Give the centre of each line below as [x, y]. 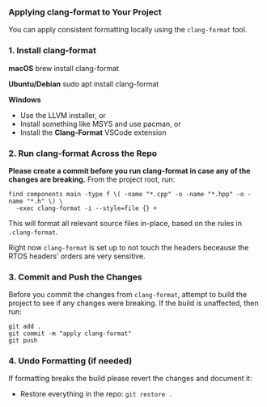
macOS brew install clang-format [64, 68]
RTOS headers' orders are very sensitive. [77, 256]
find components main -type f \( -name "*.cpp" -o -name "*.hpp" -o [126, 194]
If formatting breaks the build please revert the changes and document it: [130, 379]
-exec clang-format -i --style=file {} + [87, 208]
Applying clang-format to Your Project [85, 12]
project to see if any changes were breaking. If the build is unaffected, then [133, 303]
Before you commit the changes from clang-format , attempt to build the [128, 295]
